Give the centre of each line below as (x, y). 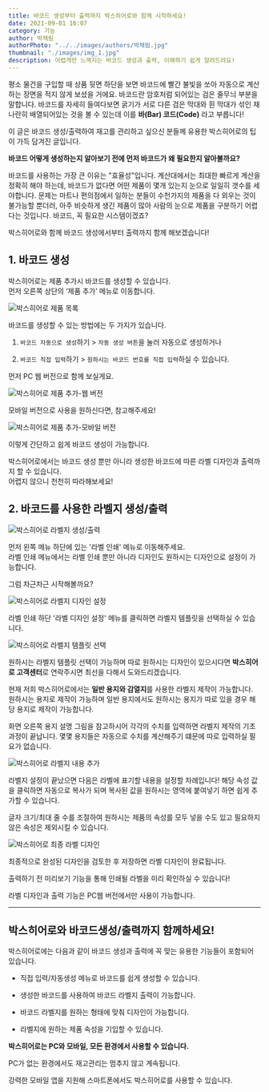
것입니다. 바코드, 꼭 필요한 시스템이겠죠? (86, 215)
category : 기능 (32, 30)
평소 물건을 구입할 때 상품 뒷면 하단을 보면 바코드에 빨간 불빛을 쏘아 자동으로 (127, 84)
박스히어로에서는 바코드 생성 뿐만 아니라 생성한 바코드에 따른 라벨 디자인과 (124, 461)
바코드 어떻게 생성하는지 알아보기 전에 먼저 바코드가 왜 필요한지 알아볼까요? (124, 158)
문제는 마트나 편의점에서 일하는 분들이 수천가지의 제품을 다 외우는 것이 (147, 195)
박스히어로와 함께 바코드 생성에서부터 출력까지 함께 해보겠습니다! (109, 232)
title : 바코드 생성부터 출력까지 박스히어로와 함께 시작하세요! (97, 16)
